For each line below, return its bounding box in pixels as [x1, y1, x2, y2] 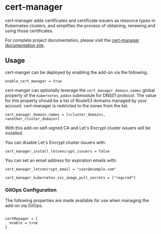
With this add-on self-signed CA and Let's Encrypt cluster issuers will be [5, 125, 151, 131]
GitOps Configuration [5, 186, 57, 193]
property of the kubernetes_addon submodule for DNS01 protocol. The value [5, 92, 157, 98]
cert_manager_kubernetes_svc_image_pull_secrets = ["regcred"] [5, 175, 136, 180]
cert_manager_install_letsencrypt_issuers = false [5, 149, 110, 154]
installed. [5, 130, 23, 136]
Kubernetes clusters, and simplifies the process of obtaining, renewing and [5, 22, 156, 28]
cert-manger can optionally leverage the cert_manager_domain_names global [5, 87, 155, 93]
